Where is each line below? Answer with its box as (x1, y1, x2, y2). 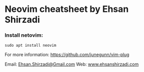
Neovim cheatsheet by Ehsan (4, 3, 129, 15)
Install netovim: (4, 32, 43, 39)
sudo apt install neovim (4, 43, 56, 48)
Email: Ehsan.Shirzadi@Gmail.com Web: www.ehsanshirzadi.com (4, 61, 139, 68)
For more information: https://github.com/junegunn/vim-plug (4, 52, 129, 58)
